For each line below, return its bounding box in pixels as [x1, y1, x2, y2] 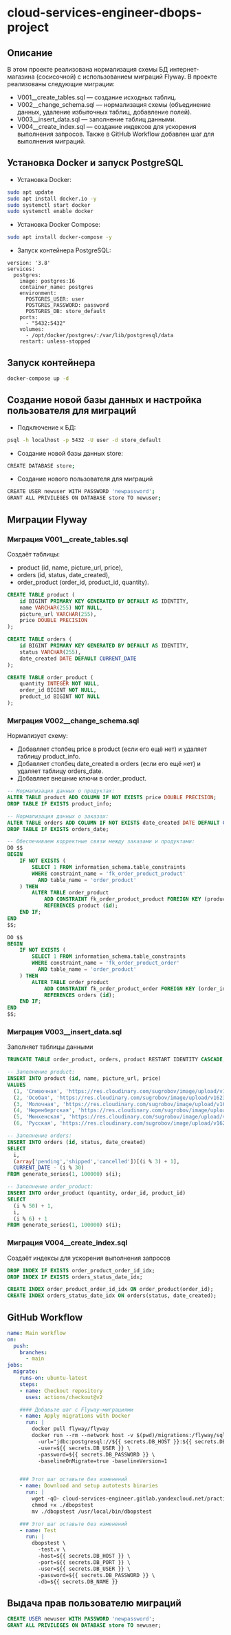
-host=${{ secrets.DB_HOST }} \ [37, 1553, 131, 1560]
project [7, 19, 49, 35]
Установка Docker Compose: [16, 221, 101, 229]
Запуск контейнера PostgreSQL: [16, 246, 111, 254]
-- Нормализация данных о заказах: [7, 812, 109, 820]
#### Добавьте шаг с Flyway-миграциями [19, 1406, 134, 1413]
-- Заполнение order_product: [7, 1183, 94, 1190]
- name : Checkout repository [19, 1387, 103, 1394]
